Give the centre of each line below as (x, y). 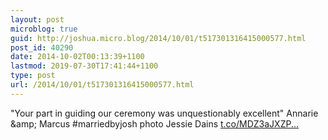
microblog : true (44, 29)
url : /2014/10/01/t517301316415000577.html (102, 85)
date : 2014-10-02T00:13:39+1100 (77, 57)
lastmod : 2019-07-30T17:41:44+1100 (84, 66)
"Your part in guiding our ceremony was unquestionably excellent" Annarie (164, 113)
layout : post (37, 19)
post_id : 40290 (42, 47)
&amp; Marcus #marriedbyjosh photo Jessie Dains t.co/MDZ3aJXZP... (155, 123)
